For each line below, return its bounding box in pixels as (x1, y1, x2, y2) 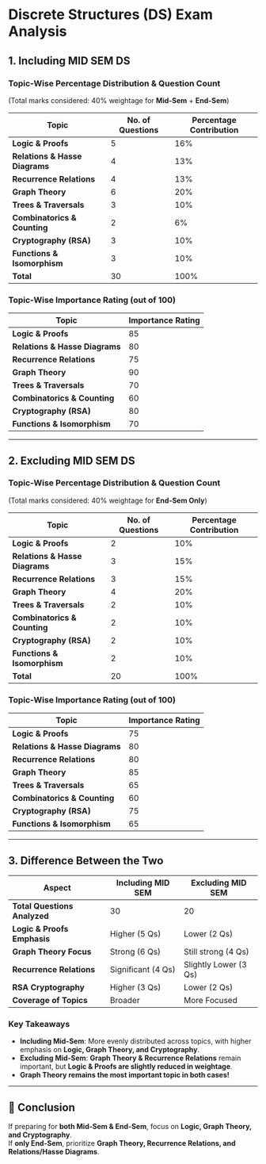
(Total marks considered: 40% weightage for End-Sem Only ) (8, 496, 207, 505)
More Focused (183, 994, 237, 1005)
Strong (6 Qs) (109, 946, 161, 957)
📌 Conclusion (8, 1101, 75, 1114)
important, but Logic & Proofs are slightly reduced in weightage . (19, 1062, 233, 1071)
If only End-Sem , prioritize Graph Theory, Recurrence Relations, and (8, 1139, 236, 1148)
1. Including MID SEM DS (8, 54, 131, 67)
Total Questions (12, 900, 74, 911)
